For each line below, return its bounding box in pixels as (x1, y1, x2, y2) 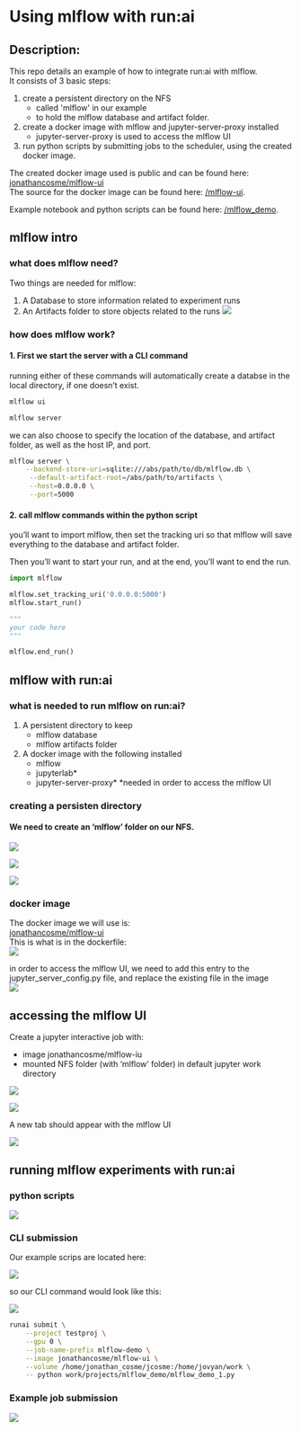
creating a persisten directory (9, 799, 142, 812)
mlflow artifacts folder (35, 739, 118, 750)
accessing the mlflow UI (9, 1008, 146, 1023)
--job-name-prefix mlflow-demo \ (25, 1346, 151, 1355)
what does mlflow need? (9, 257, 119, 270)
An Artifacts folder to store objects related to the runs (22, 306, 220, 316)
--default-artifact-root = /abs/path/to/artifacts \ (29, 474, 223, 483)
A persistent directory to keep (22, 719, 133, 730)
